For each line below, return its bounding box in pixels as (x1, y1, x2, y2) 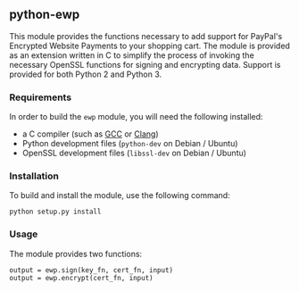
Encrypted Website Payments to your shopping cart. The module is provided (9, 40, 290, 51)
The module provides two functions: (9, 248, 143, 259)
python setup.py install (9, 207, 102, 217)
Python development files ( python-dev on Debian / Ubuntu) (21, 138, 238, 149)
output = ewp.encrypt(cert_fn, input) (9, 273, 154, 282)
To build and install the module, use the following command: (9, 190, 230, 201)
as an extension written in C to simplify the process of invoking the (9, 49, 254, 61)
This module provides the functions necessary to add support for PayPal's (9, 30, 283, 41)
